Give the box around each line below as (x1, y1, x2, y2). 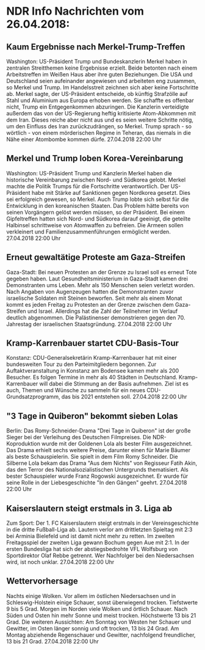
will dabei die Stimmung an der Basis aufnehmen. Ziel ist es (39, 380, 189, 387)
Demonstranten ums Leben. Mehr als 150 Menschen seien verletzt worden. (6, 281, 195, 288)
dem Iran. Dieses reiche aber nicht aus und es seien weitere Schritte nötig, (6, 116, 194, 123)
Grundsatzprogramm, (6, 393, 60, 401)
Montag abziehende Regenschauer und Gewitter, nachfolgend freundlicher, (6, 631, 196, 638)
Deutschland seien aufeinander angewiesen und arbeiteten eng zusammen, (6, 78, 196, 84)
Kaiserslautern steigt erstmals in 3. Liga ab (6, 503, 173, 514)
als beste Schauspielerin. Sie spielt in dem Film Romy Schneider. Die (6, 453, 178, 461)
